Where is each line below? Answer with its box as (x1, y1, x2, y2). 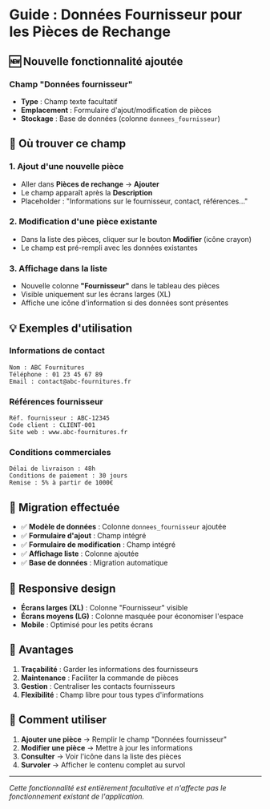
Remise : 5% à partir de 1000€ (9, 479, 114, 487)
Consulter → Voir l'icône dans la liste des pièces (20, 751, 182, 761)
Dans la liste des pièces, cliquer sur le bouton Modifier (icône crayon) (20, 234, 252, 244)
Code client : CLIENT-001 (9, 421, 95, 429)
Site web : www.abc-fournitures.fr (9, 429, 128, 437)
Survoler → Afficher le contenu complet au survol (20, 759, 186, 770)
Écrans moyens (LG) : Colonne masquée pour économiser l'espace (20, 611, 244, 622)
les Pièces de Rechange (9, 22, 171, 41)
